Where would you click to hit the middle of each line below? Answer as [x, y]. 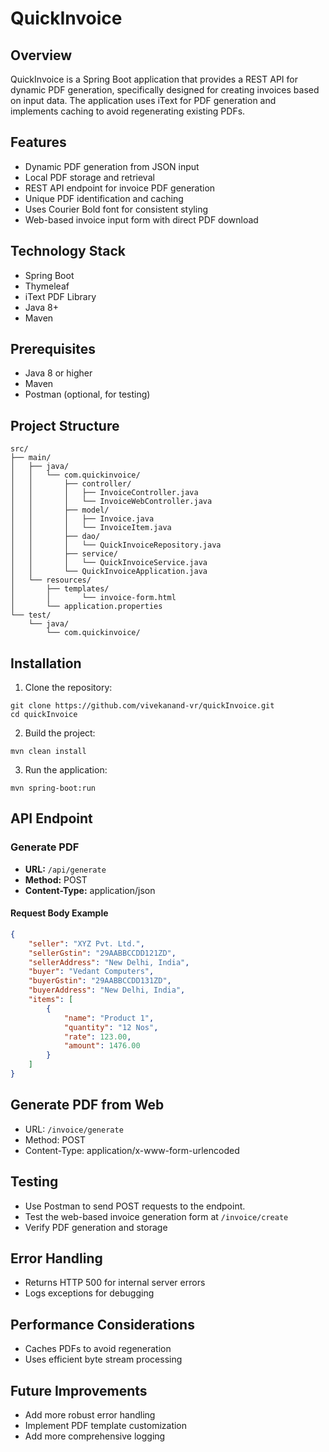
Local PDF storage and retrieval [89, 177]
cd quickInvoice [44, 715]
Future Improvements [79, 1390]
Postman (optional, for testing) [87, 394]
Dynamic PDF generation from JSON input [112, 166]
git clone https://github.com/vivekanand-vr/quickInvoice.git [142, 706]
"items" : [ [51, 1000]
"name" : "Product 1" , [109, 1018]
